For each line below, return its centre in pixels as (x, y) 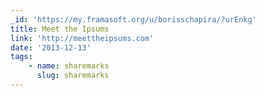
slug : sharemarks (73, 76)
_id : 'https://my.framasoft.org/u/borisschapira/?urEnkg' (133, 19)
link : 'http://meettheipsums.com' (82, 38)
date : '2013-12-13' (51, 47)
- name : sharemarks (69, 66)
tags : (21, 57)
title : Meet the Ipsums (60, 29)
